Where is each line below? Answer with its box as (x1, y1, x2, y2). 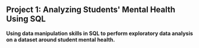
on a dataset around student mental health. (6, 36, 115, 43)
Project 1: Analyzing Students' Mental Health (6, 5, 176, 15)
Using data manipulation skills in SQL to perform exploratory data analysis (6, 30, 193, 37)
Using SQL (6, 14, 46, 24)
